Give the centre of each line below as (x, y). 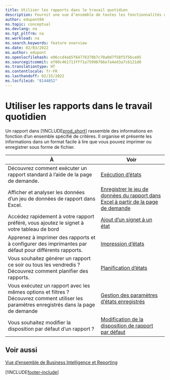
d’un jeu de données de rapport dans (52, 199)
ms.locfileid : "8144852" (31, 81)
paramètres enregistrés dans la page (51, 304)
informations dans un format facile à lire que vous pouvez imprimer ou (78, 141)
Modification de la (122, 319)
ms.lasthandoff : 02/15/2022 (35, 76)
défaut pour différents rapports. (45, 250)
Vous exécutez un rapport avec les (49, 286)
